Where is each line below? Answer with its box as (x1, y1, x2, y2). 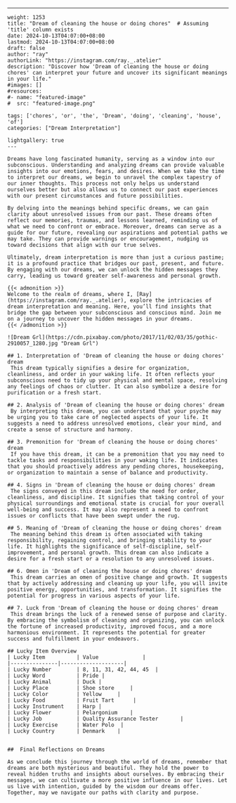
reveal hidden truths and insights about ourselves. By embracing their (7, 771, 225, 778)
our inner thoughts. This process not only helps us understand (7, 180, 199, 187)
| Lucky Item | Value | (7, 654, 146, 661)
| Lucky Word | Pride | (7, 672, 105, 679)
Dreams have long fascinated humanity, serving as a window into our (7, 155, 216, 162)
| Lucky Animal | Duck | (7, 679, 102, 686)
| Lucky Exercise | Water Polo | (7, 721, 124, 728)
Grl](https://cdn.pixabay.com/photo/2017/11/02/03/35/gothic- (32, 334, 218, 341)
